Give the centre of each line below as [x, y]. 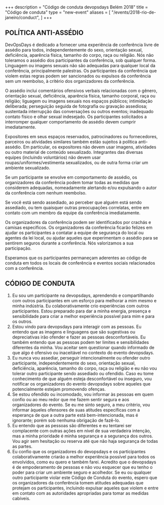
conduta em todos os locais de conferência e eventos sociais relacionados [80, 263]
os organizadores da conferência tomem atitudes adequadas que [78, 482]
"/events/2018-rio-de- [134, 12]
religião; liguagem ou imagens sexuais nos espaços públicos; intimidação [79, 101]
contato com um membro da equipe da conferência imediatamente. [73, 213]
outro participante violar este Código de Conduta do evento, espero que [85, 478]
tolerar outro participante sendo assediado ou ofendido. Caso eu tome [83, 373]
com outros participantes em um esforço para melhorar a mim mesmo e [84, 300]
